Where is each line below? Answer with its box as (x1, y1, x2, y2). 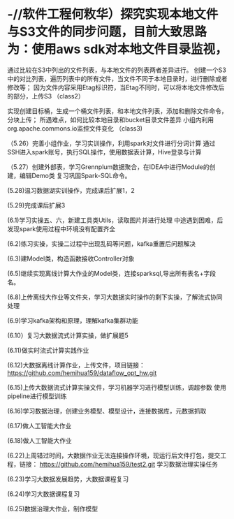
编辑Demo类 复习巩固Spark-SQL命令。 (19, 171, 131, 180)
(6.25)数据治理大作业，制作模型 (7, 504, 98, 513)
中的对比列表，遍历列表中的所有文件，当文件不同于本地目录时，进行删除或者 (7, 74, 228, 82)
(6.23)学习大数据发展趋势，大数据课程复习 (7, 474, 129, 483)
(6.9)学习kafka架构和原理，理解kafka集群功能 (7, 316, 138, 325)
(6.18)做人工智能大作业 (7, 436, 72, 444)
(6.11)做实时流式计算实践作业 (7, 346, 89, 354)
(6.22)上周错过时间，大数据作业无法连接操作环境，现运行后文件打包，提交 (7, 451, 221, 460)
